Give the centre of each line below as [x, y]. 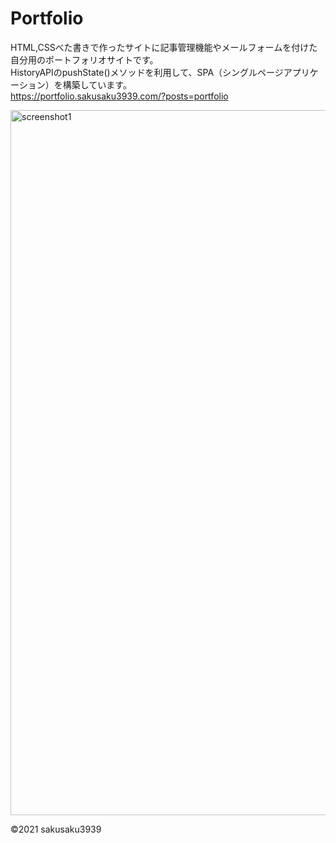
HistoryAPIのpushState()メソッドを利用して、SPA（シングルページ [147, 72]
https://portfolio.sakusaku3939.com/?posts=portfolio [119, 96]
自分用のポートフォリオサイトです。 [84, 59]
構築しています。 [97, 84]
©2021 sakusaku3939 [56, 829]
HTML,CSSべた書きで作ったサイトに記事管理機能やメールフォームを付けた [164, 47]
